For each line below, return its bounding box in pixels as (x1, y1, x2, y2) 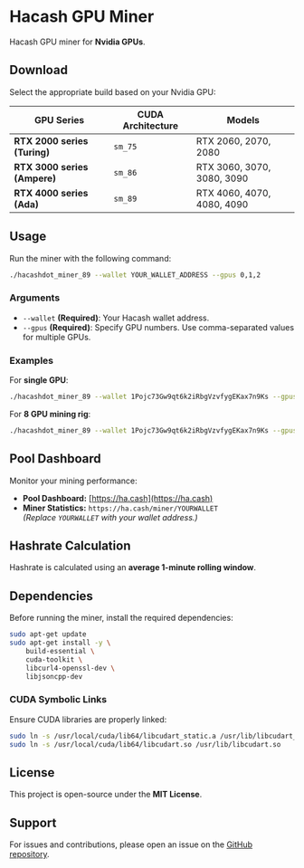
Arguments (9, 291, 61, 304)
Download (9, 62, 68, 78)
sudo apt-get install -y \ (9, 638, 111, 648)
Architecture (122, 119, 179, 132)
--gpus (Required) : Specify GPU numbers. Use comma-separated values (22, 321, 295, 332)
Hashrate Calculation (9, 538, 131, 553)
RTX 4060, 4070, (195, 186, 271, 199)
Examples (9, 354, 54, 367)
